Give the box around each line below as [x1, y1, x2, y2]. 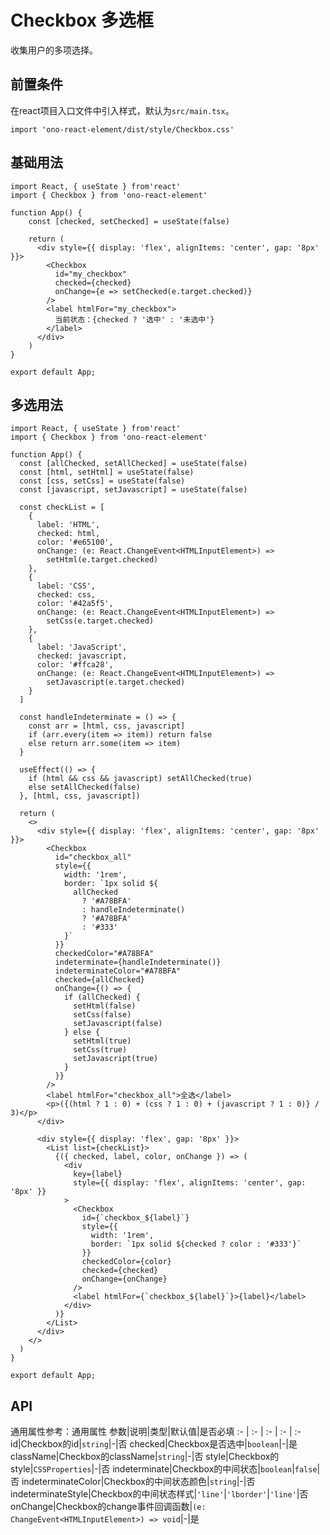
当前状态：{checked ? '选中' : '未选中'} [54, 314, 215, 325]
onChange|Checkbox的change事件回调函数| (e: [10, 1501, 207, 1513]
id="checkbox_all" [54, 852, 132, 863]
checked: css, [36, 590, 97, 600]
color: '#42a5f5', [36, 599, 114, 609]
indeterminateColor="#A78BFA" [54, 966, 182, 976]
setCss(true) [73, 1045, 128, 1055]
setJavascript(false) [73, 1019, 163, 1029]
